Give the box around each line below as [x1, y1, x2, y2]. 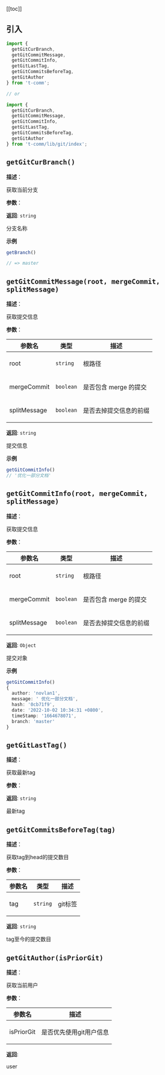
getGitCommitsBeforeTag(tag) [6, 825, 116, 834]
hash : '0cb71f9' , [11, 701, 55, 708]
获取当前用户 [6, 981, 38, 989]
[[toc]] [6, 5, 22, 12]
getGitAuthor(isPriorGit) [6, 953, 104, 962]
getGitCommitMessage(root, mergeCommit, [6, 277, 161, 286]
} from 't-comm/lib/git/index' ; [6, 141, 87, 147]
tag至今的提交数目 [6, 935, 52, 943]
